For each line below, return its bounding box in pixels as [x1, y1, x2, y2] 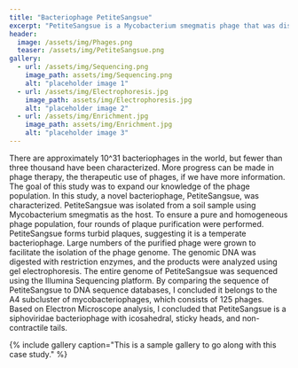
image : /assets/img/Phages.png [17, 37, 133, 47]
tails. [50, 322, 68, 333]
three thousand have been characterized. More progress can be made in [9, 161, 275, 173]
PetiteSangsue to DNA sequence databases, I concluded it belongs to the [9, 285, 278, 295]
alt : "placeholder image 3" [25, 129, 129, 137]
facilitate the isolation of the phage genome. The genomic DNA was [9, 247, 257, 257]
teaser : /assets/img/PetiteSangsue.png [17, 46, 165, 55]
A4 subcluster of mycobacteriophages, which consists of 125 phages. [9, 294, 264, 304]
